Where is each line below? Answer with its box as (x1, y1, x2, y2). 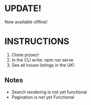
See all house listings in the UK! (11, 62, 75, 68)
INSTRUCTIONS (4, 36, 70, 47)
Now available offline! (4, 19, 48, 25)
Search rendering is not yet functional (11, 89, 87, 95)
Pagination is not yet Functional (11, 94, 75, 100)
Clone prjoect (11, 52, 39, 58)
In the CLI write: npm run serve (11, 57, 74, 63)
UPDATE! (4, 3, 42, 14)
